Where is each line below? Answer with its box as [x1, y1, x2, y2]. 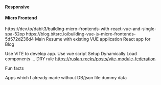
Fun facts [5, 65, 24, 71]
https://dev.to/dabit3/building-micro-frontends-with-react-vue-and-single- [5, 26, 157, 32]
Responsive [5, 4, 30, 10]
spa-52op [5, 31, 25, 36]
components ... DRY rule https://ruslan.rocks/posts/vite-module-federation [5, 56, 156, 62]
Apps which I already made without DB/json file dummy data [5, 74, 127, 80]
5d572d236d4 [5, 36, 34, 42]
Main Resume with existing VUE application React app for [35, 36, 151, 42]
